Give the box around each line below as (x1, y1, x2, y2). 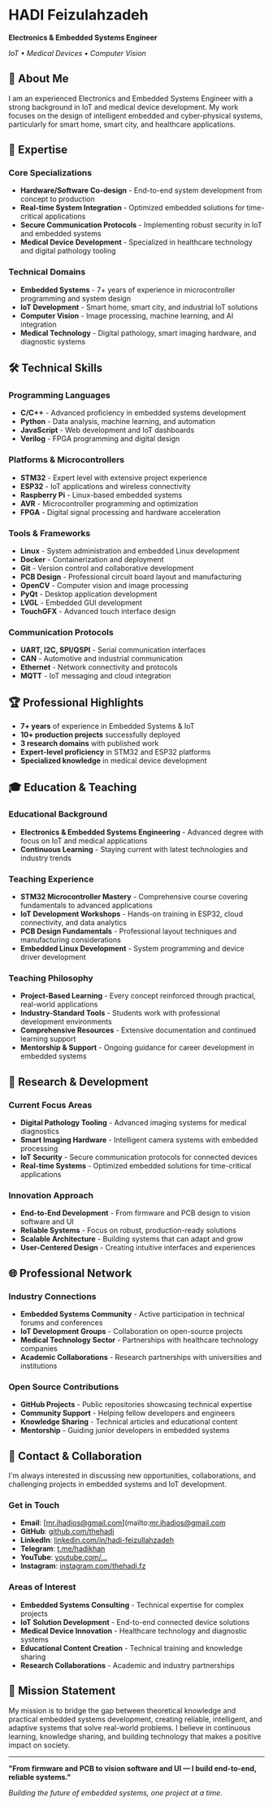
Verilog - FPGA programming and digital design (19, 434, 180, 444)
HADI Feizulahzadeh (8, 6, 149, 24)
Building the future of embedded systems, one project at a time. (8, 1787, 223, 1797)
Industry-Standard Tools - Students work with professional (19, 1008, 221, 1018)
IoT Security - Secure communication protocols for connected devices (19, 1152, 258, 1163)
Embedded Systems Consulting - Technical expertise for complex (19, 1600, 245, 1609)
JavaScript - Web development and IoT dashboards (19, 425, 195, 435)
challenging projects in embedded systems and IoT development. (8, 1479, 227, 1489)
